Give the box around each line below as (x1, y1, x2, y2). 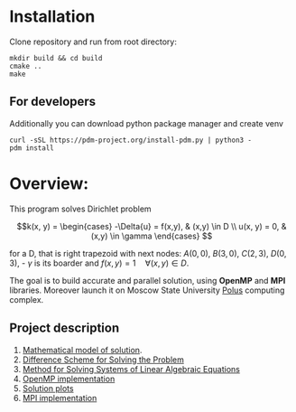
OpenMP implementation (22, 373, 116, 384)
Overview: (9, 173, 89, 193)
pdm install (9, 143, 54, 153)
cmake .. (9, 61, 42, 70)
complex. (9, 294, 44, 304)
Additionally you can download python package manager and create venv (9, 117, 284, 128)
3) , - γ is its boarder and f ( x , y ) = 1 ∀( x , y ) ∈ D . (9, 257, 190, 268)
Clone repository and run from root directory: (9, 36, 178, 47)
